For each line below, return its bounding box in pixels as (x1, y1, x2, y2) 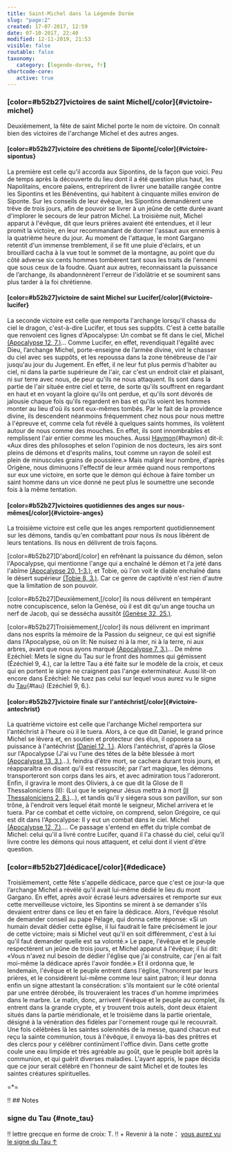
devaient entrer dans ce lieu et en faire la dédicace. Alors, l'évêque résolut (7, 907, 219, 916)
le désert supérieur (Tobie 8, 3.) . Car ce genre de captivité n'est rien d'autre (7, 574, 223, 582)
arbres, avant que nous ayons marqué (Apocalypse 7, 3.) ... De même (7, 645, 202, 654)
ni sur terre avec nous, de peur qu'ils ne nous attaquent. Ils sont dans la (7, 375, 211, 384)
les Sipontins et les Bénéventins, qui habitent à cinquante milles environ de (7, 190, 220, 198)
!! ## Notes (7, 1096, 39, 1104)
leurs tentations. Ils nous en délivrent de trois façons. (7, 539, 158, 547)
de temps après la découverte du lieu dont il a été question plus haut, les (7, 174, 214, 183)
